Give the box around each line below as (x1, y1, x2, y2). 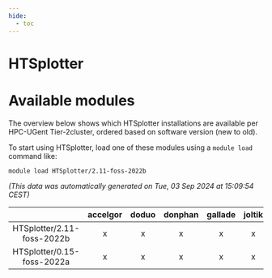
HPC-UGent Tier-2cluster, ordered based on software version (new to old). (8, 126, 257, 136)
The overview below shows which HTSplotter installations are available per (8, 118, 259, 128)
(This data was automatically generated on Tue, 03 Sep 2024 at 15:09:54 (8, 181, 254, 190)
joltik (243, 208, 263, 220)
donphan (163, 208, 199, 220)
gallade (206, 208, 236, 220)
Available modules (8, 91, 135, 109)
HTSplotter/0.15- (12, 246, 80, 257)
